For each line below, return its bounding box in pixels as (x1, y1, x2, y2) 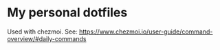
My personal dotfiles (7, 5, 128, 21)
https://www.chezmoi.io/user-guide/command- (78, 27, 213, 36)
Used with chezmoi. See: (7, 27, 78, 36)
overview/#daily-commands (7, 34, 87, 42)
